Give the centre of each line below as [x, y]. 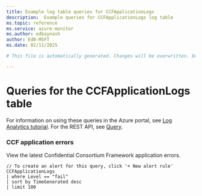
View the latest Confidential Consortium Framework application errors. [93, 155]
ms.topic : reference [32, 23]
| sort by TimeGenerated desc [44, 182]
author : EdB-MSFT [28, 40]
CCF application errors [40, 142]
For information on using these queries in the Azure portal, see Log [89, 120]
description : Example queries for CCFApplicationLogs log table [90, 17]
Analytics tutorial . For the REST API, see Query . [65, 126]
